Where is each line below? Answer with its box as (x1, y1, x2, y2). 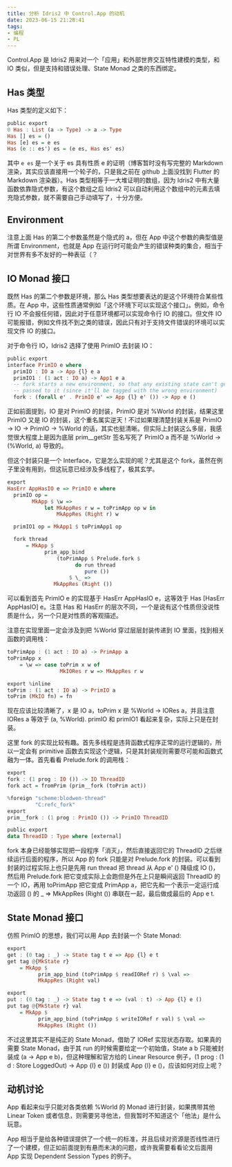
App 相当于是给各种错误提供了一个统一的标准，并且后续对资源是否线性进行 (7, 1135, 220, 1144)
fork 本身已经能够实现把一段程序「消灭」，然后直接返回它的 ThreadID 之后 (7, 846, 217, 855)
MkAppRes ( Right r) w (56, 511, 119, 518)
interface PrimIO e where (7, 361, 81, 368)
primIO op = (13, 491, 48, 498)
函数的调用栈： (7, 635, 50, 643)
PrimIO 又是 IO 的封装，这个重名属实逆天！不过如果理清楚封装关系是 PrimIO (7, 416, 222, 424)
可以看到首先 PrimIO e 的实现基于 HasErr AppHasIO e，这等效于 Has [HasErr (7, 594, 225, 603)
